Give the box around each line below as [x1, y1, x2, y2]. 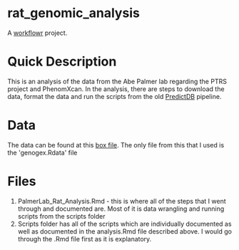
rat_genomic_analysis [7, 5, 141, 21]
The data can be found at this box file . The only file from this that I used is [7, 140, 225, 149]
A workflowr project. [7, 28, 68, 37]
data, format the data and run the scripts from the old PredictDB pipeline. [7, 92, 222, 100]
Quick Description [7, 53, 117, 70]
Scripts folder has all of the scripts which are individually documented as [17, 219, 232, 228]
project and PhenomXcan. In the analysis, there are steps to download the [7, 84, 225, 93]
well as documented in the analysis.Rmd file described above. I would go [17, 226, 232, 236]
